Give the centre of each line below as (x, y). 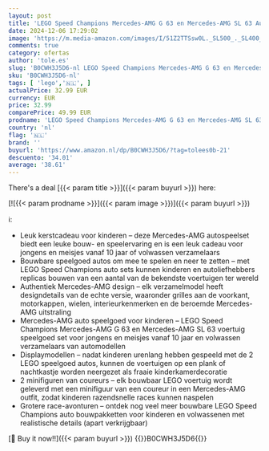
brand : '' (25, 142)
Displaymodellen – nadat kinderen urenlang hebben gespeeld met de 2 (137, 355)
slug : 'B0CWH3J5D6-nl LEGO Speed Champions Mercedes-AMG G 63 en (119, 68)
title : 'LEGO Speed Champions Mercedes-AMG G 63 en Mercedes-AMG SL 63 (130, 23)
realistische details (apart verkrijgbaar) (84, 423)
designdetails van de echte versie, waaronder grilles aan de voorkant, (135, 295)
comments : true (34, 46)
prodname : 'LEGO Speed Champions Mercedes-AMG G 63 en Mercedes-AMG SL (130, 120)
